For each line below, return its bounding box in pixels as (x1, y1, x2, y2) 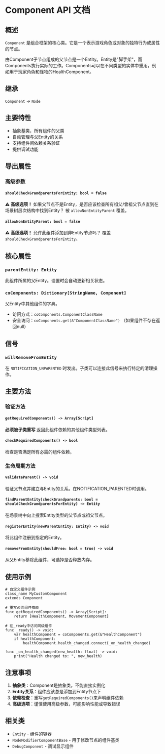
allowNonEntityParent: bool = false (5, 219, 80, 224)
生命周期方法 (5, 462, 36, 469)
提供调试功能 (12, 146, 38, 152)
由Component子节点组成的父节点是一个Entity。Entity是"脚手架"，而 (5, 56, 142, 62)
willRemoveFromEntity (5, 354, 57, 360)
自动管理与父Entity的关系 (12, 134, 63, 140)
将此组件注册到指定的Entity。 (5, 535, 65, 541)
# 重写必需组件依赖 (5, 605, 39, 610)
